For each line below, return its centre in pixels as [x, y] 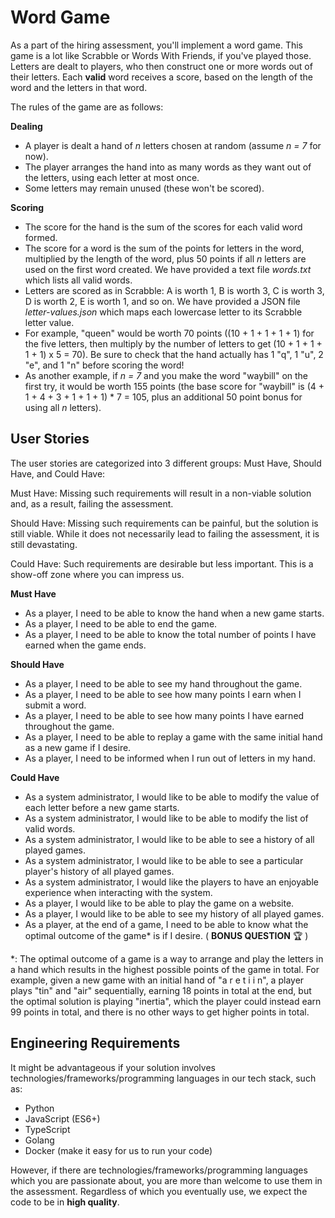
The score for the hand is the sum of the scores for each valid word [163, 227]
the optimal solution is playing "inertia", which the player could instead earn [166, 1001]
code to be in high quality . [65, 1202]
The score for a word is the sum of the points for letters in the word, [164, 248]
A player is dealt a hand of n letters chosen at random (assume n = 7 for [173, 145]
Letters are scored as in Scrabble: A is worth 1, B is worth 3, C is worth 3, [174, 290]
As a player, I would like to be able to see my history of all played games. [174, 913]
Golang [39, 1140]
